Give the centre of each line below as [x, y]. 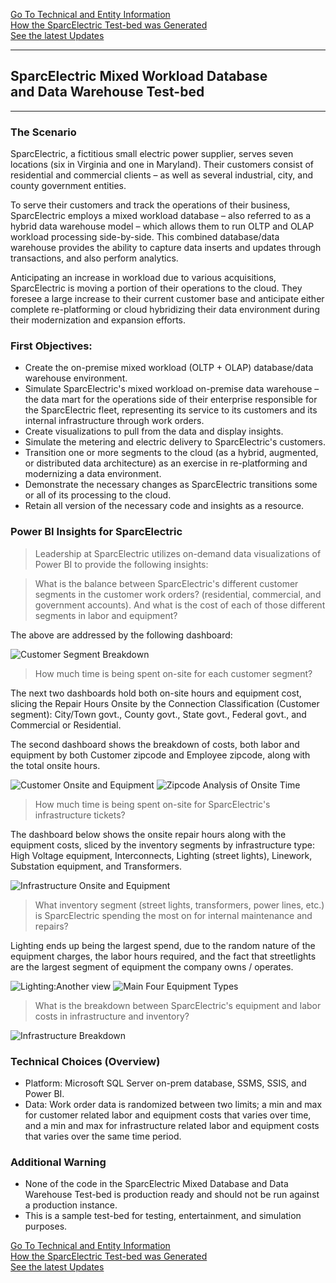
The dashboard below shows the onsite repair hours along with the [148, 834]
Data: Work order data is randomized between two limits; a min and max [173, 1104]
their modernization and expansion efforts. [98, 320]
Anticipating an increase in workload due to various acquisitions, [143, 278]
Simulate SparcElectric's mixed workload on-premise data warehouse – [172, 389]
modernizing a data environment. [93, 474]
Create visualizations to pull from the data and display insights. [154, 431]
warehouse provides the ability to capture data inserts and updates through [166, 248]
